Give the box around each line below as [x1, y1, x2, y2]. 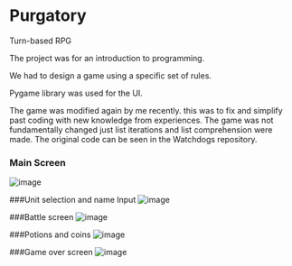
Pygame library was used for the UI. [9, 87, 143, 98]
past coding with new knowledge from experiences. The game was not [9, 115, 274, 125]
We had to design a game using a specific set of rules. [9, 69, 212, 81]
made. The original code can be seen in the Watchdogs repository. [9, 133, 258, 144]
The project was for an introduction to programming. [9, 52, 205, 63]
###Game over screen [9, 247, 93, 258]
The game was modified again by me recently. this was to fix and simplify [9, 105, 283, 115]
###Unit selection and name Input [9, 195, 137, 206]
